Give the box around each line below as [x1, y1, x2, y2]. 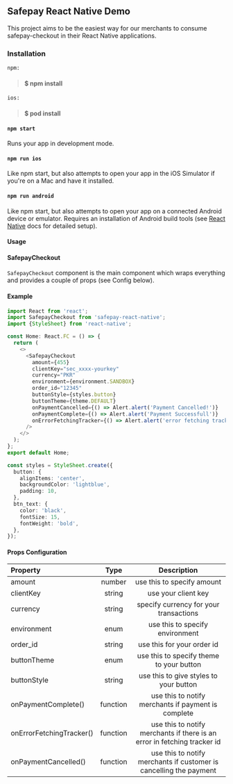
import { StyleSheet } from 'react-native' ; [7, 320, 132, 327]
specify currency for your [137, 600, 220, 610]
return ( [13, 340, 39, 347]
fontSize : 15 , [19, 514, 60, 521]
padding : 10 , [19, 488, 58, 495]
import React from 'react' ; [7, 307, 89, 315]
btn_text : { [13, 500, 49, 508]
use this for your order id [137, 639, 218, 649]
